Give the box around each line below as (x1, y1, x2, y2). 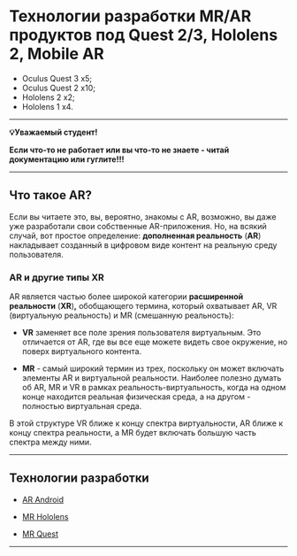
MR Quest (21, 529, 59, 539)
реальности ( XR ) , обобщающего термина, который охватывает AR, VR (9, 301, 278, 312)
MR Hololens (21, 511, 69, 521)
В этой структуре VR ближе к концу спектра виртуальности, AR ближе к (9, 418, 284, 429)
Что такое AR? (9, 188, 93, 203)
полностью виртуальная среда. (21, 401, 142, 412)
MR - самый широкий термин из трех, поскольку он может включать (21, 363, 285, 374)
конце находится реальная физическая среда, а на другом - (21, 391, 251, 402)
